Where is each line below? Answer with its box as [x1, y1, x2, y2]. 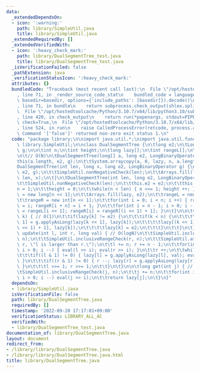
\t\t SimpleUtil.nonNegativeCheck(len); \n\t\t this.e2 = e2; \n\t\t [17, 181, 183, 186]
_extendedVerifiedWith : [11, 42, 70, 48]
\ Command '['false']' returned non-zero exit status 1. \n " [17, 130, 169, 137]
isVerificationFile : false [11, 291, 79, 297]
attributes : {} [11, 81, 49, 87]
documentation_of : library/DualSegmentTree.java [6, 330, 129, 336]
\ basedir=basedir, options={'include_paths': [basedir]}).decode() [17, 97, 190, 103]
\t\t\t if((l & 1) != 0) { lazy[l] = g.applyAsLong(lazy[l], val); [17, 253, 185, 259]
